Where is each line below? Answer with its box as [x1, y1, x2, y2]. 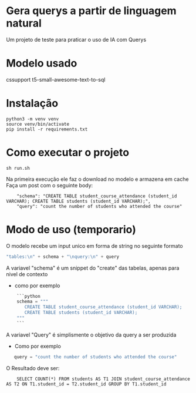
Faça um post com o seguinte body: [6, 182, 93, 189]
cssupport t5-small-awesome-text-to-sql [6, 76, 106, 83]
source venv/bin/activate [6, 121, 69, 127]
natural [6, 16, 42, 30]
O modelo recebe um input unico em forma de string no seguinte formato [6, 242, 183, 249]
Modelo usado [6, 57, 77, 70]
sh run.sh [6, 165, 31, 171]
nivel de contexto [6, 270, 48, 277]
